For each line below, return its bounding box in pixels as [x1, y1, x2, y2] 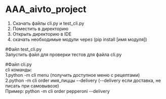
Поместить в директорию [12, 25, 69, 31]
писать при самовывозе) [5, 82, 59, 89]
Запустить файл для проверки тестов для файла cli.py [5, 52, 122, 58]
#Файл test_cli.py [5, 46, 42, 52]
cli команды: [5, 67, 32, 73]
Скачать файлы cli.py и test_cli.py [12, 20, 85, 26]
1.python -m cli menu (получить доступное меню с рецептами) [5, 72, 140, 78]
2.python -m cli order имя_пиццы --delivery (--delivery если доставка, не [5, 77, 161, 83]
